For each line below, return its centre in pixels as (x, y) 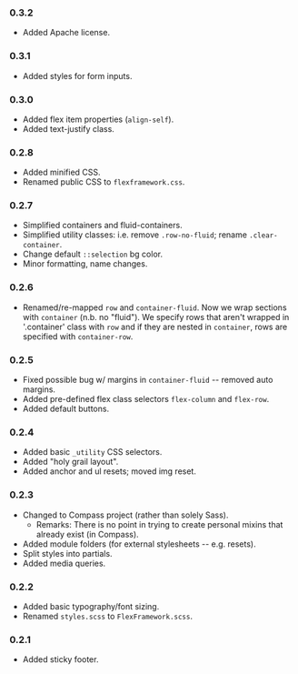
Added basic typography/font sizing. (91, 606)
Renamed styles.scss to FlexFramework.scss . (108, 616)
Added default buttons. (66, 409)
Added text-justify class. (69, 128)
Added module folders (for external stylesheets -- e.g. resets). (139, 544)
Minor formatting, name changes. (85, 264)
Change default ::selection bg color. (93, 254)
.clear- (264, 236)
